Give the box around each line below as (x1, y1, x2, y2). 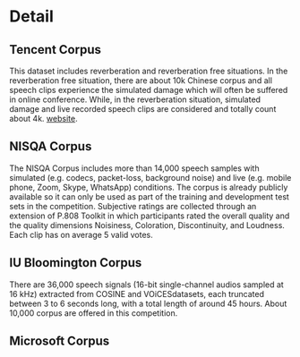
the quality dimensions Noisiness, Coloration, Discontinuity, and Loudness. (9, 219, 285, 230)
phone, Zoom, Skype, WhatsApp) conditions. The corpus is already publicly (9, 182, 288, 192)
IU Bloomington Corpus (9, 255, 142, 270)
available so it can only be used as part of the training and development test (9, 191, 289, 202)
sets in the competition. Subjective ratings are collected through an (9, 200, 257, 211)
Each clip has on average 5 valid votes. (9, 229, 154, 240)
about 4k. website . (9, 114, 78, 123)
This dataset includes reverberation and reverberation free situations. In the (9, 65, 288, 76)
